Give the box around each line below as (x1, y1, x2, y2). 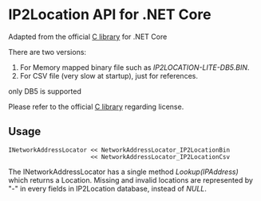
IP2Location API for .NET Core (8, 6, 212, 24)
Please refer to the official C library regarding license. (8, 102, 184, 111)
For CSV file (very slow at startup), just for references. (19, 71, 198, 80)
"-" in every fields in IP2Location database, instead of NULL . (8, 184, 208, 193)
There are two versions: (8, 47, 86, 56)
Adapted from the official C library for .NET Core (8, 32, 168, 41)
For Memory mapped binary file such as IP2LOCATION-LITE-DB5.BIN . (19, 62, 250, 72)
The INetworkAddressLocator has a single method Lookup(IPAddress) (8, 167, 239, 176)
